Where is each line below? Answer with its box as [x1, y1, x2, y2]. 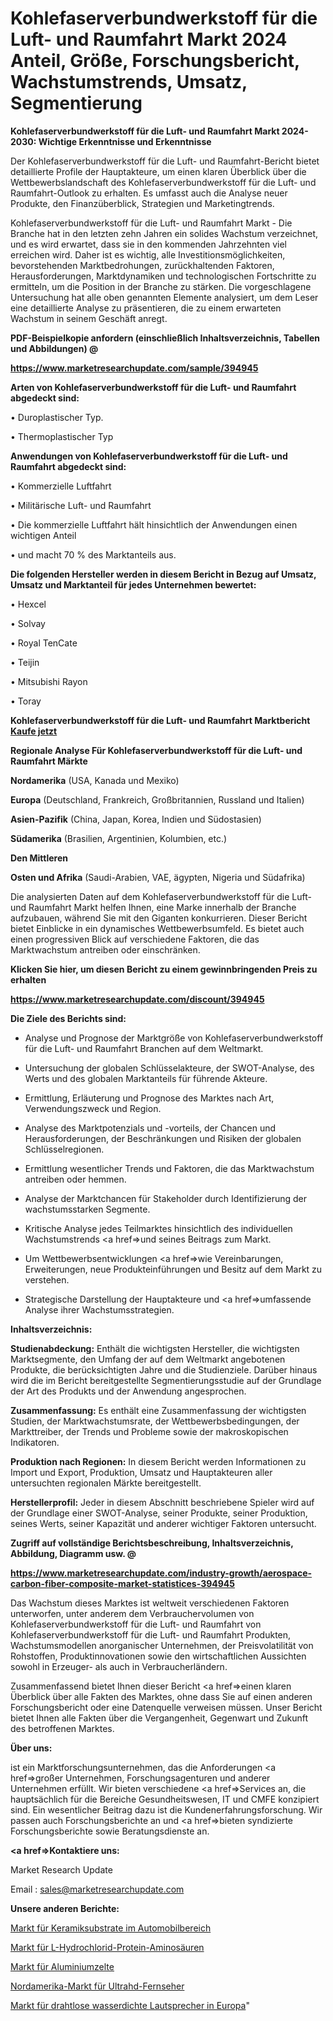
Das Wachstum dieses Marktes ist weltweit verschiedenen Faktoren [10, 1597, 290, 1609]
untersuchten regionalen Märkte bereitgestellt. [10, 1477, 202, 1489]
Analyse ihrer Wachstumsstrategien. [24, 1303, 175, 1316]
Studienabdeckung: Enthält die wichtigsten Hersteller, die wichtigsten [10, 1342, 300, 1354]
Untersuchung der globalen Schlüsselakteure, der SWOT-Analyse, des [24, 1062, 315, 1074]
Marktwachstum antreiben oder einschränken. [10, 943, 201, 956]
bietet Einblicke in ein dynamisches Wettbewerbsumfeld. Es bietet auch [10, 922, 305, 934]
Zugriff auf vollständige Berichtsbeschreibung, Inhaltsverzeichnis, [10, 1537, 294, 1549]
